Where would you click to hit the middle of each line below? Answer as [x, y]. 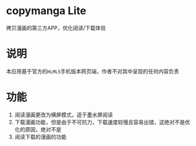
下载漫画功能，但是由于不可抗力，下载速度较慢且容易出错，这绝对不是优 [102, 122]
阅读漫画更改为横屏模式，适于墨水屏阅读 [64, 115]
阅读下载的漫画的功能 [40, 137]
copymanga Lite [46, 11]
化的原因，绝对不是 [38, 129]
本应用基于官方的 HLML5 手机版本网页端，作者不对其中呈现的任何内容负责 [93, 71]
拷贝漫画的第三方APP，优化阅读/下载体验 [56, 28]
